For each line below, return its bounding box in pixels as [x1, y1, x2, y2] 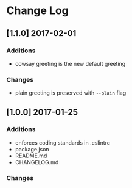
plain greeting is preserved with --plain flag [15, 89, 127, 96]
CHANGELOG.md [15, 158, 59, 165]
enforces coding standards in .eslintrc [15, 139, 111, 146]
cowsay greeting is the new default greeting [15, 60, 126, 67]
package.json [15, 145, 50, 153]
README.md [15, 152, 47, 159]
